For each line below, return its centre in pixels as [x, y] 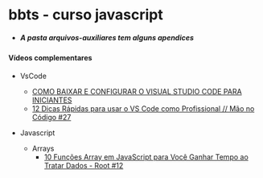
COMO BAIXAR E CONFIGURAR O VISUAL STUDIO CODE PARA [137, 91]
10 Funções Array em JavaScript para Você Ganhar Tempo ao [146, 157]
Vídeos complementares [50, 58]
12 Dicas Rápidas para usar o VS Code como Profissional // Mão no [143, 108]
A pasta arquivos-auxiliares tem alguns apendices [107, 37]
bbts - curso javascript [86, 15]
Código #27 [51, 117]
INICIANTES [52, 100]
